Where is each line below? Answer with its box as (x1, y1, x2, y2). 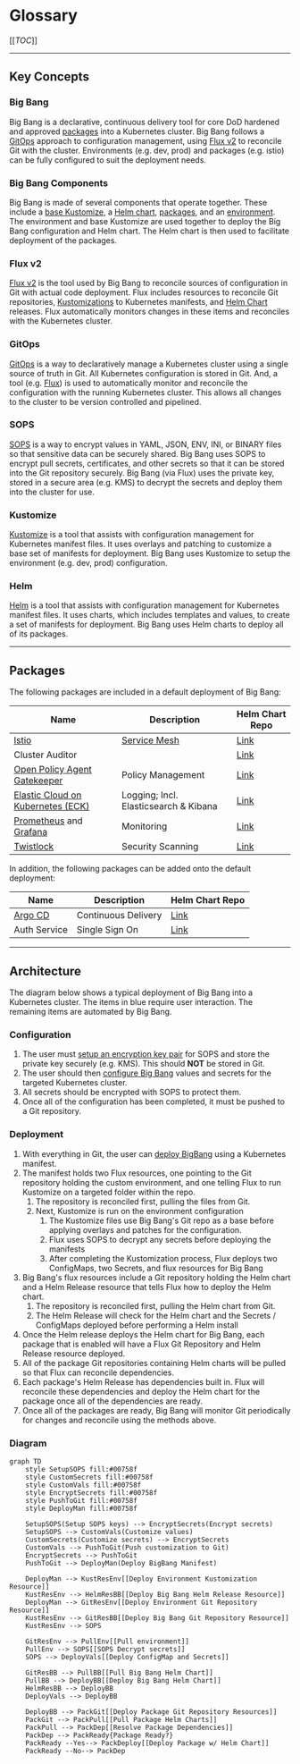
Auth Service (13, 924, 69, 936)
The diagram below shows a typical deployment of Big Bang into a (9, 987, 253, 998)
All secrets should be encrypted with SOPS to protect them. (21, 1087, 242, 1098)
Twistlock (13, 840, 54, 853)
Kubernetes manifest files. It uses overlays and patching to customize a (9, 538, 272, 550)
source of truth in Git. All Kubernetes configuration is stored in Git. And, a (9, 367, 279, 378)
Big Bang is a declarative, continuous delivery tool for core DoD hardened (9, 116, 279, 127)
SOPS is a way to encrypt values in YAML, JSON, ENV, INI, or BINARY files (9, 439, 282, 450)
